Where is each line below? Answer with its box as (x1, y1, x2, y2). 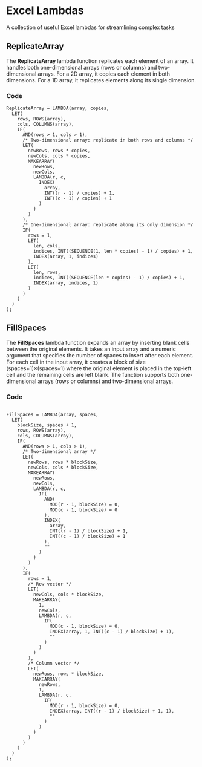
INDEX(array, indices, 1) (33, 280, 99, 286)
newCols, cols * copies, (28, 153, 91, 159)
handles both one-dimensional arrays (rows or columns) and (6, 64, 157, 71)
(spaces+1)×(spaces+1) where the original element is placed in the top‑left (6, 364, 192, 372)
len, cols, (33, 243, 61, 249)
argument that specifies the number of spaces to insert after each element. (6, 351, 194, 359)
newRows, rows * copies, (28, 148, 91, 154)
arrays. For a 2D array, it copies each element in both (37, 70, 171, 77)
